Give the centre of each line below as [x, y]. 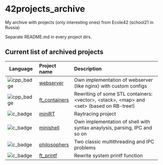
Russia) [13, 27]
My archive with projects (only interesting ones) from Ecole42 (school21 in [79, 22]
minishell [49, 128]
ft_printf [48, 155]
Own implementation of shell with [112, 121]
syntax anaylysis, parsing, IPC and [113, 128]
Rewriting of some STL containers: [113, 94]
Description [88, 69]
